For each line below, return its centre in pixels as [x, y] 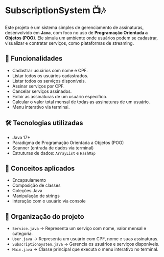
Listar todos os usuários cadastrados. [50, 76]
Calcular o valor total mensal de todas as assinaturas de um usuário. [81, 102]
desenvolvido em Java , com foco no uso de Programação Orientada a [77, 32]
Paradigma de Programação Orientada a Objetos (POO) [68, 143]
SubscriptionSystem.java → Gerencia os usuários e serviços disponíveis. [86, 244]
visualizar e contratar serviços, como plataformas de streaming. [70, 43]
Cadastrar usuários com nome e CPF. [50, 70]
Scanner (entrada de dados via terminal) [53, 148]
